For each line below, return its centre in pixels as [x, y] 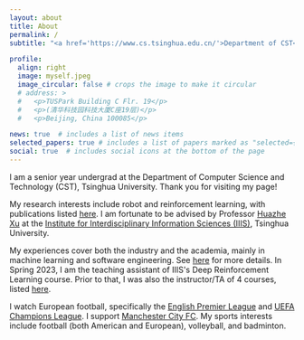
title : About [34, 26]
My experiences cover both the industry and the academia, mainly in [137, 250]
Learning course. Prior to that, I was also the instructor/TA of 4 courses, [143, 279]
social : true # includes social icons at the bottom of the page [137, 151]
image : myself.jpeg [54, 76]
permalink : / [34, 34]
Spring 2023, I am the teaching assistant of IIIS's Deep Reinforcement [139, 269]
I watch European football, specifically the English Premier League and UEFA [152, 306]
